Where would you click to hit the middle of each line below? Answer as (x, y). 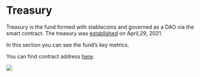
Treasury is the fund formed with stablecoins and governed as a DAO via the (100, 27)
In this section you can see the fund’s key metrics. (68, 45)
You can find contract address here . (50, 56)
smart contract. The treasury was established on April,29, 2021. (84, 33)
